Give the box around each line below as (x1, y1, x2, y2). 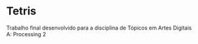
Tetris (6, 4, 37, 18)
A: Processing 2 (6, 30, 46, 37)
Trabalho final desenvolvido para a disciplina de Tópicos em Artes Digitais (6, 24, 192, 31)
